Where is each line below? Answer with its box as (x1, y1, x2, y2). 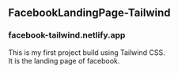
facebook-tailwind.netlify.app (8, 30, 126, 41)
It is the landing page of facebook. (8, 56, 120, 65)
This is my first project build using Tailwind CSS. (8, 47, 165, 57)
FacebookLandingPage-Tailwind (8, 6, 172, 20)
